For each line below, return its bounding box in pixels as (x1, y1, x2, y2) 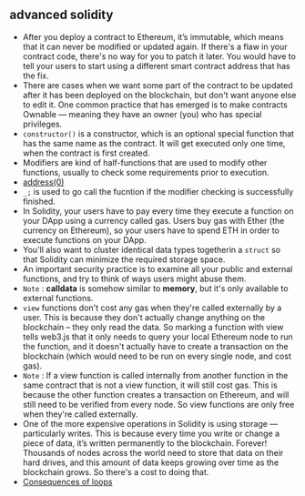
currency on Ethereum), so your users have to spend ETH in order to (22, 225, 280, 236)
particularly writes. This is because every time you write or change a (22, 428, 280, 439)
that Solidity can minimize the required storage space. (22, 254, 226, 265)
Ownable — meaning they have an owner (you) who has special (22, 108, 262, 119)
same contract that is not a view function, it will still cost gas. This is (22, 380, 278, 390)
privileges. (22, 118, 63, 129)
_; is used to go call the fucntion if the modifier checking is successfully (22, 186, 294, 197)
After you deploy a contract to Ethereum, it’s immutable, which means (22, 31, 284, 42)
